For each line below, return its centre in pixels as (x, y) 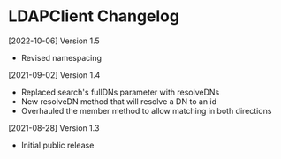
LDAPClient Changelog (94, 16)
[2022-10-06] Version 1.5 (54, 41)
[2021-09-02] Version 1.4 (54, 75)
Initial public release (57, 145)
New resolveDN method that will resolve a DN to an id (119, 101)
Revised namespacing (61, 57)
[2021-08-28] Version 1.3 (54, 128)
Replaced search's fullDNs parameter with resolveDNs (120, 92)
